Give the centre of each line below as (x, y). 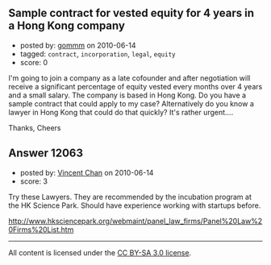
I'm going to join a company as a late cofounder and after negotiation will (129, 78)
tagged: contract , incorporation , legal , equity (98, 54)
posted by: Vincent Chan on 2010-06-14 (87, 172)
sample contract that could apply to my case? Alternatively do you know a (131, 103)
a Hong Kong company (67, 26)
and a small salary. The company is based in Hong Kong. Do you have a (127, 95)
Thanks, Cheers (35, 127)
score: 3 (34, 181)
